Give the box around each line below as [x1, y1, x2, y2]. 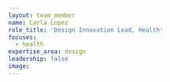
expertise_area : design [8, 48, 87, 55]
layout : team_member [8, 11, 76, 20]
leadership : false [8, 55, 68, 63]
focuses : [8, 33, 37, 41]
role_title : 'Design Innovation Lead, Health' [8, 26, 164, 34]
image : [8, 62, 30, 70]
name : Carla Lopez [8, 19, 68, 27]
